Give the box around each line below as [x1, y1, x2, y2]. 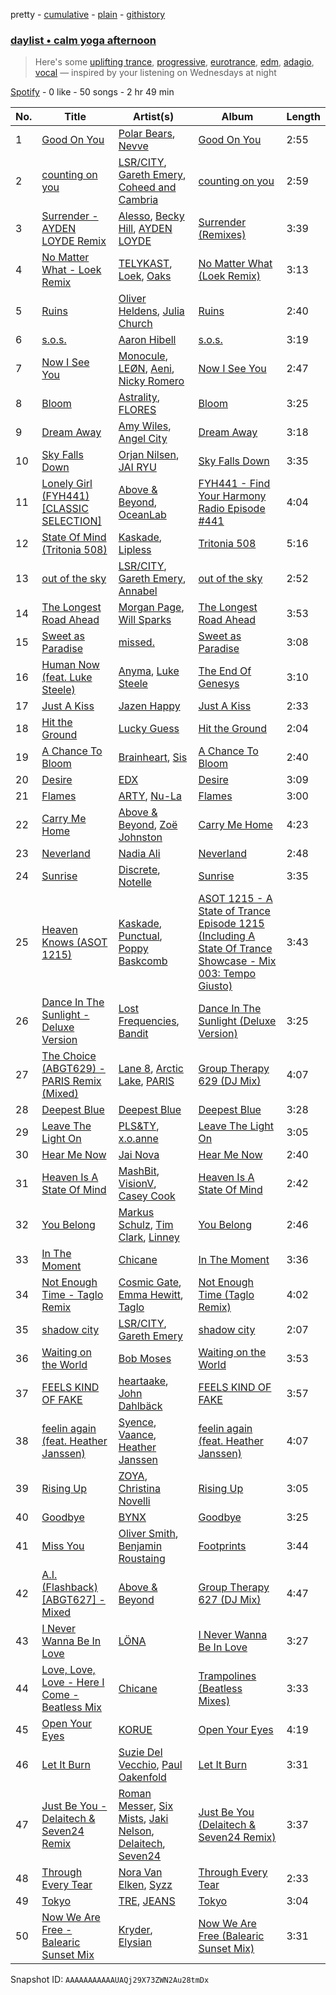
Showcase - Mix [198, 954, 277, 968]
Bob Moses [118, 1352, 172, 1366]
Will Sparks [118, 613, 172, 627]
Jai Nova [118, 1148, 160, 1162]
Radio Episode [198, 502, 266, 516]
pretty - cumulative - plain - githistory [10, 9, 166, 20]
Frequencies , [118, 1014, 180, 1028]
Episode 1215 [198, 917, 265, 931]
